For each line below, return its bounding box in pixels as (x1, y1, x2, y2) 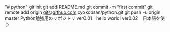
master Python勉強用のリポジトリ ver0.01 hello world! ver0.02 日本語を (5, 15, 161, 21)
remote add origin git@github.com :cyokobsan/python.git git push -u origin (5, 9, 161, 15)
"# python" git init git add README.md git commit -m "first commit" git (5, 4, 153, 10)
